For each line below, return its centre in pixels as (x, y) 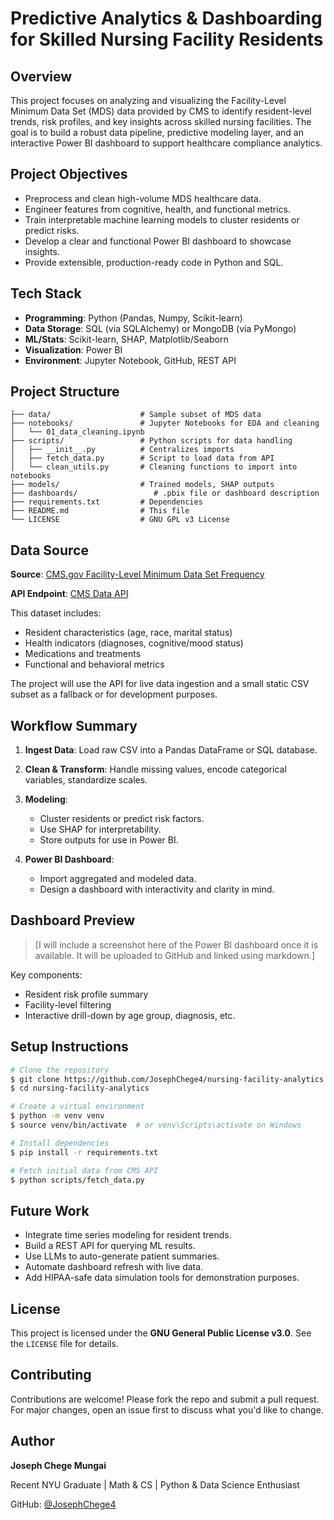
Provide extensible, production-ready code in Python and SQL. (154, 262)
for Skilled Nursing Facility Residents (167, 39)
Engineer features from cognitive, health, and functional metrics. (158, 209)
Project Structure (65, 392)
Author (32, 1441)
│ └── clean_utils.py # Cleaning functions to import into (154, 467)
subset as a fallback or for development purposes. (114, 694)
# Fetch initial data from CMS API (84, 1170)
